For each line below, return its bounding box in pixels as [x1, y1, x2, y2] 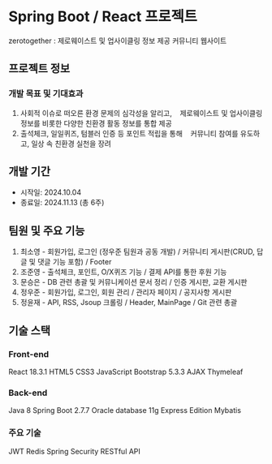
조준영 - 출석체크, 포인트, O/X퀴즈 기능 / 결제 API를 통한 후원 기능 [19, 267, 227, 277]
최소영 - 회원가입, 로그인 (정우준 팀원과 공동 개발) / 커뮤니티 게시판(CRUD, [19, 247, 255, 256]
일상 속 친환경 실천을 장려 [31, 139, 112, 148]
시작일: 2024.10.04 [19, 187, 82, 197]
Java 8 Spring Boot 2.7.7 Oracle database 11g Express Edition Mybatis [8, 406, 242, 415]
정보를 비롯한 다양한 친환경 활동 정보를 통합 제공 [19, 118, 172, 128]
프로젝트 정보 [8, 62, 71, 75]
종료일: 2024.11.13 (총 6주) [19, 198, 105, 208]
